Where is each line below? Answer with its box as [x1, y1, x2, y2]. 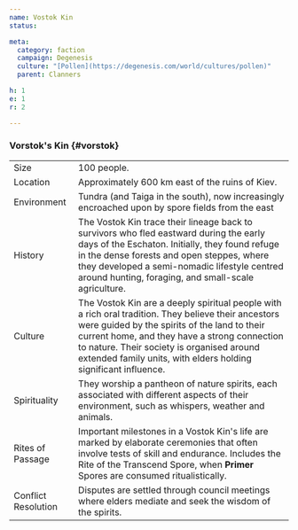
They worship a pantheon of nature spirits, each [78, 378, 278, 390]
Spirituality [13, 394, 59, 406]
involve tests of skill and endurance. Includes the [78, 447, 281, 459]
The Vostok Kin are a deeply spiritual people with [78, 296, 282, 308]
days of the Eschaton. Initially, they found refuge [78, 238, 279, 250]
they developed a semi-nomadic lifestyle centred [78, 260, 284, 272]
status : [9, 21, 38, 30]
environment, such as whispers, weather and [78, 400, 265, 412]
